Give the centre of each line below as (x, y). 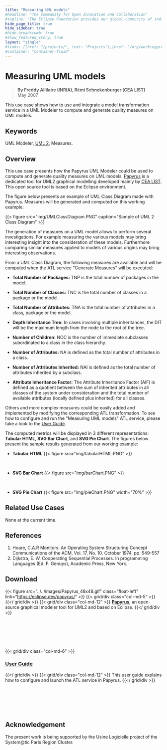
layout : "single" (23, 42)
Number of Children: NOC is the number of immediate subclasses (80, 338)
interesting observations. (31, 253)
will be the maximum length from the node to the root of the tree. (79, 328)
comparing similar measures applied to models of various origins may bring (83, 248)
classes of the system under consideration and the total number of (81, 393)
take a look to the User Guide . (36, 424)
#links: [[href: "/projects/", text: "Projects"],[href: (65, 47)
